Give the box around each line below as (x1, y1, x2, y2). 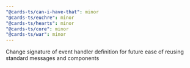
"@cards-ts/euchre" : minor (5, 15, 75, 21)
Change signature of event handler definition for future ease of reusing (5, 48, 185, 55)
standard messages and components (5, 55, 100, 62)
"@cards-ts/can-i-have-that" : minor (5, 8, 99, 15)
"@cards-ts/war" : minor (5, 32, 67, 38)
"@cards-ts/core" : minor (5, 25, 69, 32)
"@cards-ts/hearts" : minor (5, 20, 75, 26)
